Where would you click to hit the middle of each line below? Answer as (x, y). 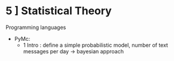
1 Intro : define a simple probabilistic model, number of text (96, 45)
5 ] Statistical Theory (59, 11)
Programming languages (36, 27)
